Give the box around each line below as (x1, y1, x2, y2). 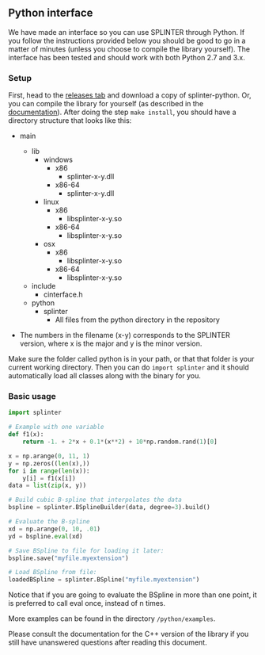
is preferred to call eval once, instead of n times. (8, 599, 166, 608)
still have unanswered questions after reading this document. (8, 638, 207, 647)
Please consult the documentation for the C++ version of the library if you (8, 630, 249, 639)
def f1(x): (8, 431, 44, 439)
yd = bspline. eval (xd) (8, 532, 83, 540)
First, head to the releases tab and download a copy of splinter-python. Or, (8, 90, 252, 100)
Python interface (8, 6, 93, 20)
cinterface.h (43, 289, 83, 300)
